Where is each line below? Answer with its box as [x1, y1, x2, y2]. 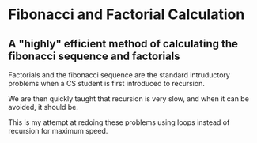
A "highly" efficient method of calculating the [8, 37, 239, 51]
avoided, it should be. [8, 103, 79, 111]
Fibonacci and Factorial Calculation [8, 6, 245, 24]
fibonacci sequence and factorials [8, 49, 180, 62]
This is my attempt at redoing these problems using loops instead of [8, 118, 230, 127]
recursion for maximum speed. [8, 126, 108, 135]
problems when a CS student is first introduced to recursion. [8, 79, 206, 88]
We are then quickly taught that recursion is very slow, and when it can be [8, 94, 249, 103]
